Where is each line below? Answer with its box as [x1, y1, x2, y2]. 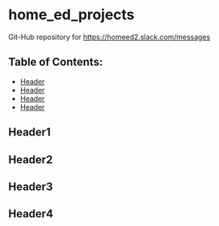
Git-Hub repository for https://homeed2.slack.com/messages [8, 32, 211, 42]
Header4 [8, 207, 54, 221]
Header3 [8, 180, 54, 193]
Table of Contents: [8, 55, 103, 69]
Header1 [8, 126, 51, 139]
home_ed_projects [8, 6, 135, 24]
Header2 [8, 152, 54, 166]
